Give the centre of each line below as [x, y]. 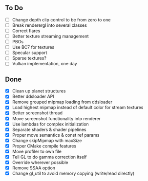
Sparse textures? [29, 58]
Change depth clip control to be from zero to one [61, 19]
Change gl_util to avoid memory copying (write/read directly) [73, 173]
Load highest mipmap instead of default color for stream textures [78, 108]
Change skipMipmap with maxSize [47, 140]
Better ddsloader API [33, 96]
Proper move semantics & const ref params [56, 135]
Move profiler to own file [37, 151]
